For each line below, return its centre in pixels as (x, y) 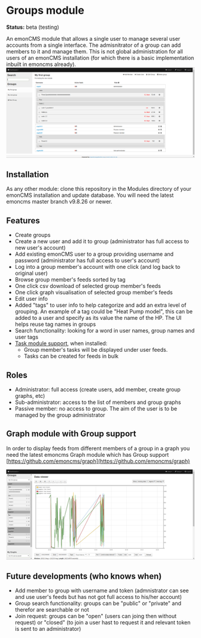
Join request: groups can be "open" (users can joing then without (96, 616)
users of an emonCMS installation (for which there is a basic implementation (100, 58)
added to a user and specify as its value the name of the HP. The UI (98, 318)
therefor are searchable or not (52, 610)
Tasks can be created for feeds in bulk (71, 356)
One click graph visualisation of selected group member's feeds (94, 292)
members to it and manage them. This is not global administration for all (95, 51)
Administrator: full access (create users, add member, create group (98, 390)
